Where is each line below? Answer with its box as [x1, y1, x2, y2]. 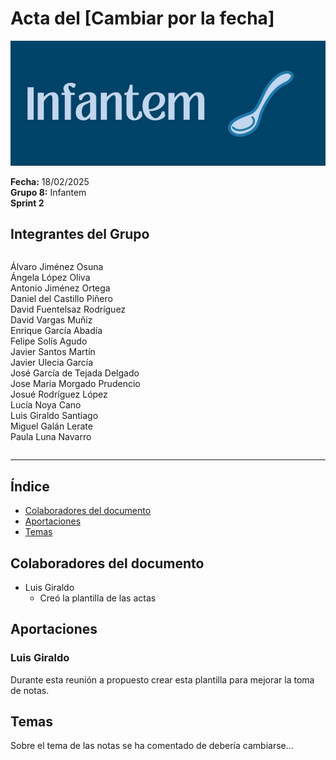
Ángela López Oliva [10, 272, 91, 284]
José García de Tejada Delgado [10, 367, 140, 379]
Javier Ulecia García [10, 357, 94, 369]
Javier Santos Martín [10, 346, 96, 358]
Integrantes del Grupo [10, 225, 150, 242]
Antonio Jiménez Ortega [10, 282, 111, 294]
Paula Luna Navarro [10, 431, 92, 443]
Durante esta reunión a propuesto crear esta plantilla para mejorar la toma [10, 673, 315, 686]
